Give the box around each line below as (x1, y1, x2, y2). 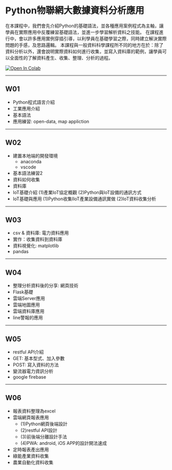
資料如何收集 (12, 176, 40, 182)
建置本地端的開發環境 (12, 153, 58, 159)
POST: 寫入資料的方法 (12, 362, 59, 368)
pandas (12, 249, 29, 255)
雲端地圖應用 (12, 302, 40, 308)
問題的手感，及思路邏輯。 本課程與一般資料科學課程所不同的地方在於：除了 (5, 42, 164, 48)
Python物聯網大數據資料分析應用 (5, 5, 144, 16)
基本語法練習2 (12, 170, 43, 176)
